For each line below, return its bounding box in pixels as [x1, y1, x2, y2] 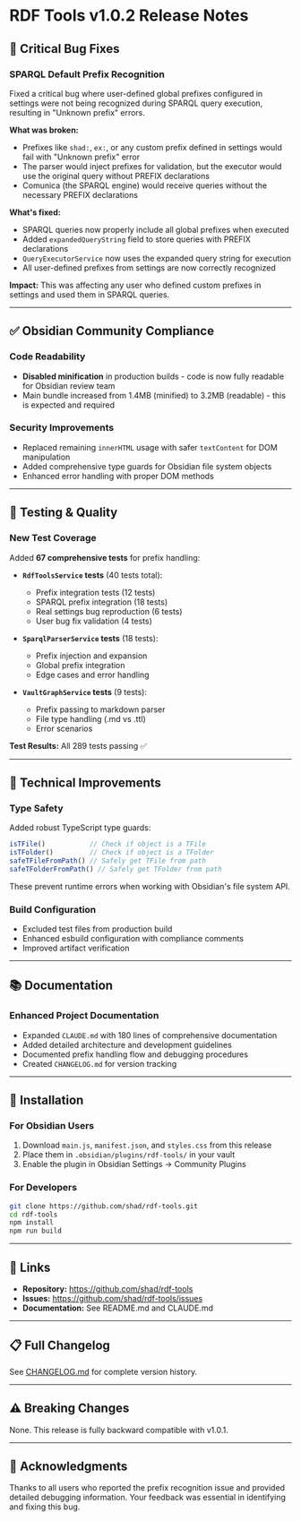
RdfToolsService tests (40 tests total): [21, 570, 163, 580]
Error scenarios [35, 723, 93, 734]
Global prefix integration [35, 659, 125, 670]
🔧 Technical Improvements [9, 775, 161, 790]
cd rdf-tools [9, 1210, 58, 1219]
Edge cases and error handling [35, 669, 150, 680]
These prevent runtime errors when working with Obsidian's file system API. [9, 881, 291, 891]
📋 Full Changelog [9, 1338, 110, 1353]
